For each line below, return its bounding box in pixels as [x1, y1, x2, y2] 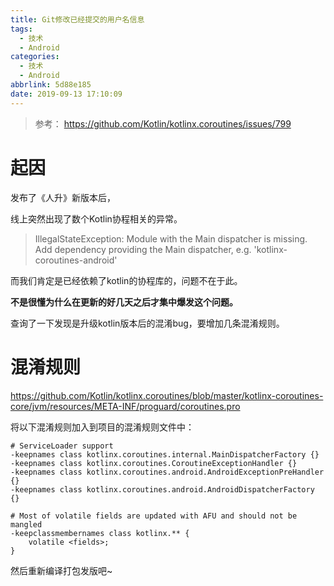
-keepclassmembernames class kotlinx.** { [10, 528, 190, 538]
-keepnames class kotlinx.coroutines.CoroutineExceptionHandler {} [10, 458, 298, 468]
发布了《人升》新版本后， [10, 191, 116, 203]
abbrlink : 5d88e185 [10, 80, 92, 90]
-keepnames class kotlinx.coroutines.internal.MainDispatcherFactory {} [10, 449, 320, 460]
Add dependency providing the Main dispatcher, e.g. [34, 243, 252, 255]
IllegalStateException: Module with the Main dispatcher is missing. [34, 232, 308, 245]
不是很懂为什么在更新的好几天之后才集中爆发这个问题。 [10, 296, 238, 308]
